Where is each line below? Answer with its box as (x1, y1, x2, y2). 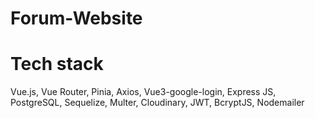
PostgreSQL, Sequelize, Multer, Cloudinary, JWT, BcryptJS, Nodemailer (10, 97, 305, 109)
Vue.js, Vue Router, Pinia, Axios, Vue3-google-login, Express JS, (10, 86, 277, 98)
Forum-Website (10, 7, 143, 30)
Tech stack (10, 53, 104, 76)
